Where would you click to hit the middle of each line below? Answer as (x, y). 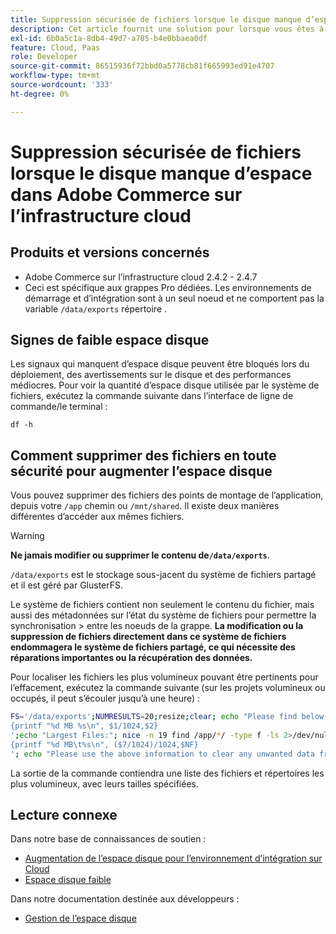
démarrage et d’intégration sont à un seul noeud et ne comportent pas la (174, 298)
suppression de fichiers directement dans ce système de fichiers (148, 637)
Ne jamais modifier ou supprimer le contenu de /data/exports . (140, 555)
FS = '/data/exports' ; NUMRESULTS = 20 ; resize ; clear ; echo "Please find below (167, 717)
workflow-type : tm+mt (55, 76)
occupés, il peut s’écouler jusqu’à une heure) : (105, 698)
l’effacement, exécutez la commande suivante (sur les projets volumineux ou (168, 688)
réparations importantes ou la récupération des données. (131, 658)
